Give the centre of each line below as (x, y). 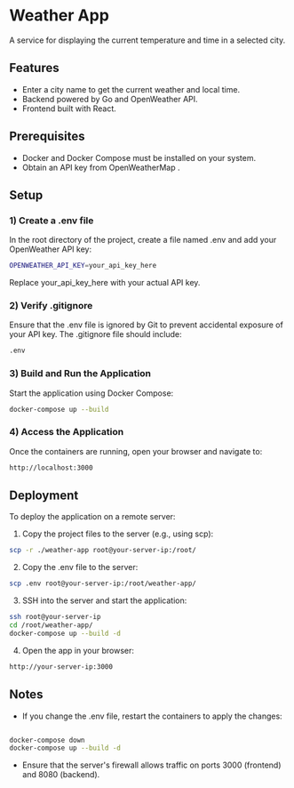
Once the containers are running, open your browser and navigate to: (136, 451)
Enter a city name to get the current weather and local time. (131, 89)
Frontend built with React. (69, 109)
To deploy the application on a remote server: (92, 517)
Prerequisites (47, 137)
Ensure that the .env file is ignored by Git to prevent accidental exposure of (147, 325)
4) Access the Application (67, 432)
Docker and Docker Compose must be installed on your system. (139, 157)
